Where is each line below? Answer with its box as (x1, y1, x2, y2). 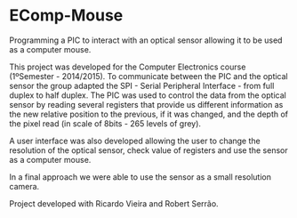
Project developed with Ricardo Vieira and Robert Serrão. (9, 198, 220, 209)
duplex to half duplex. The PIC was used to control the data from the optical (9, 90, 286, 101)
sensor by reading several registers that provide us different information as (9, 99, 284, 109)
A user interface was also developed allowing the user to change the (9, 135, 261, 146)
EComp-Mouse (9, 5, 124, 26)
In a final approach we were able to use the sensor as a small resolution (9, 171, 272, 182)
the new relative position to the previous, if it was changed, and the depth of (9, 109, 289, 119)
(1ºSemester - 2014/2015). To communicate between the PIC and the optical (9, 70, 288, 81)
